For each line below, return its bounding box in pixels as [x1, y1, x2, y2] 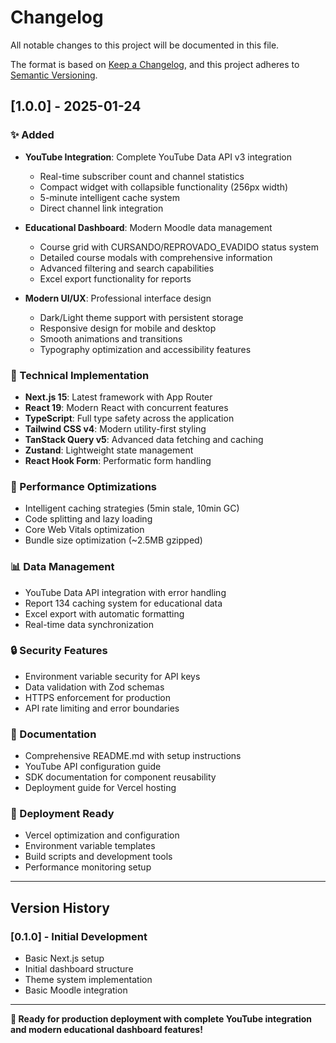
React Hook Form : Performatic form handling [24, 454, 212, 466]
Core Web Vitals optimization [24, 524, 145, 536]
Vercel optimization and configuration [24, 829, 180, 841]
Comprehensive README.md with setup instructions [24, 750, 242, 762]
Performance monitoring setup [24, 861, 152, 873]
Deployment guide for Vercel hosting [24, 782, 177, 794]
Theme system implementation [24, 974, 153, 986]
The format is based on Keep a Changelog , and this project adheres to [10, 58, 300, 70]
